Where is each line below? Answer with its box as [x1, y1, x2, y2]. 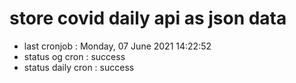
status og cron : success [23, 50, 126, 62]
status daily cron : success [23, 61, 135, 73]
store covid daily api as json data [9, 7, 287, 30]
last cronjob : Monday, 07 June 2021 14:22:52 [23, 40, 212, 52]
